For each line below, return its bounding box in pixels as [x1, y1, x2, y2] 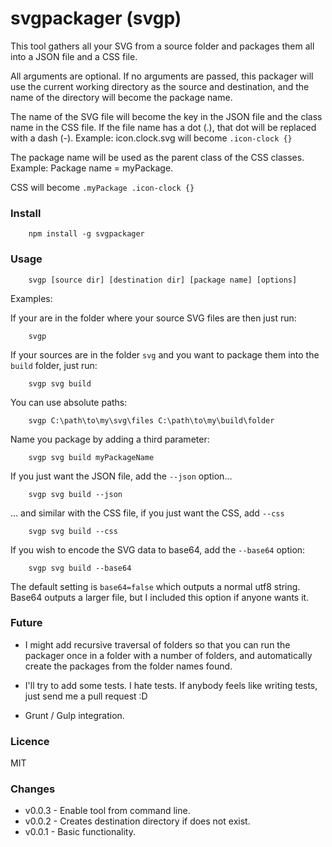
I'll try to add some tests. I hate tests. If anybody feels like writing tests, [24, 679, 318, 691]
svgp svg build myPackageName [28, 452, 155, 462]
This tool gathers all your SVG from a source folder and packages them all [10, 40, 315, 52]
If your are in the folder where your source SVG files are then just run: [10, 312, 297, 324]
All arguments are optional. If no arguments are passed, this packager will [10, 70, 314, 82]
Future [10, 616, 43, 630]
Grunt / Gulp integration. [24, 709, 125, 721]
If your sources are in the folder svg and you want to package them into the [10, 348, 320, 361]
